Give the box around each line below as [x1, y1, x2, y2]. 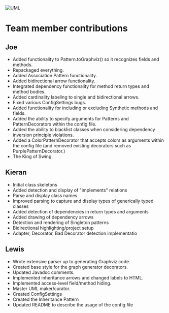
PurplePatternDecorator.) [12, 148, 65, 154]
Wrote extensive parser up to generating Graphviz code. [12, 258, 130, 264]
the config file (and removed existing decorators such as [12, 143, 131, 148]
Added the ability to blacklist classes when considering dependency [12, 127, 156, 132]
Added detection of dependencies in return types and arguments [12, 208, 149, 214]
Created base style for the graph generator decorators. [12, 264, 128, 270]
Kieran [5, 168, 27, 177]
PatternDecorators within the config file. [12, 121, 96, 127]
